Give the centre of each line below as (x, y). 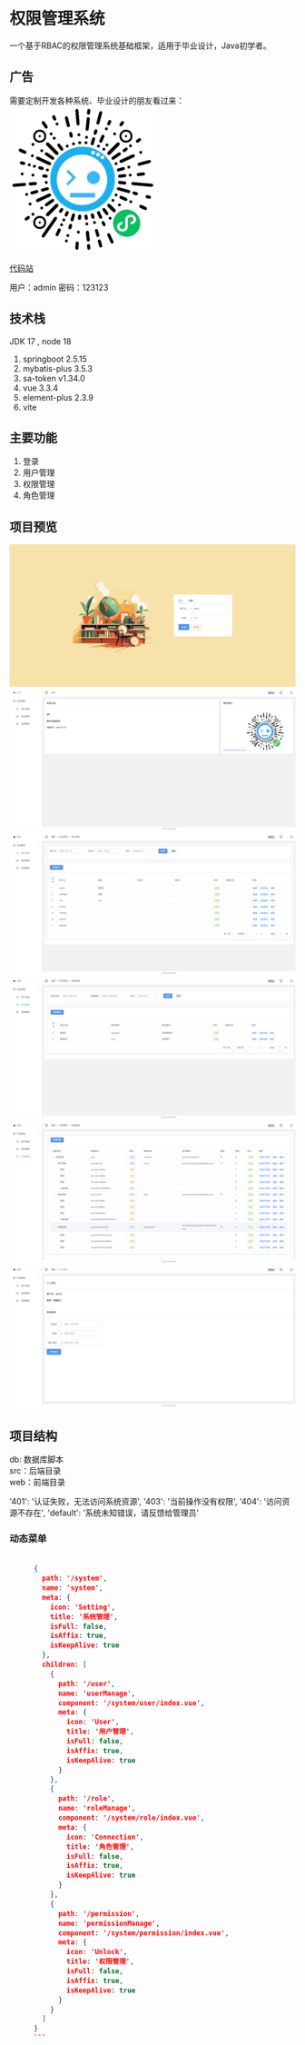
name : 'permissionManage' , (109, 1923)
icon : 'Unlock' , (97, 1952)
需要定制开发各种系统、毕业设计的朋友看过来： (97, 100)
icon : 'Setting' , (83, 1607)
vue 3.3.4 (40, 388)
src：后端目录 (35, 1471)
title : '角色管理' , (100, 1846)
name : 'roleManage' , (97, 1809)
